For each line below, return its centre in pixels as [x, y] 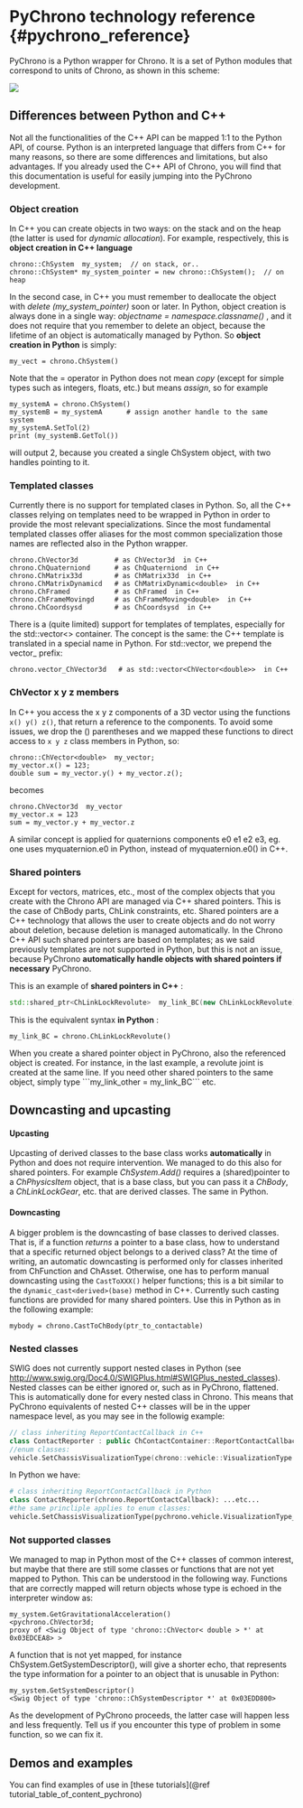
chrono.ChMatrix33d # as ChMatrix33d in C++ [110, 576]
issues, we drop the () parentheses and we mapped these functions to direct [151, 731]
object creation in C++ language [71, 248]
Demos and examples [71, 1763]
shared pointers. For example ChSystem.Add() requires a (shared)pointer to [150, 1172]
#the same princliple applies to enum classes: [101, 1509]
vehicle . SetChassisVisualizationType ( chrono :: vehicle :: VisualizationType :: [155, 1458]
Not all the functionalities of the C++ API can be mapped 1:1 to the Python [146, 137]
